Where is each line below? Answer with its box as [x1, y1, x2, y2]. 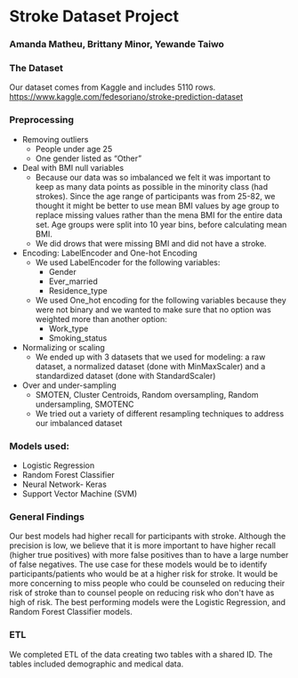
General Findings [9, 510, 85, 522]
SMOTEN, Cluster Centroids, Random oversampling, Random [35, 389, 259, 400]
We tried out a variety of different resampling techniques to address [35, 408, 285, 419]
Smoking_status [48, 332, 108, 343]
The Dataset [9, 62, 64, 75]
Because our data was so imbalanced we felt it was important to [35, 172, 271, 182]
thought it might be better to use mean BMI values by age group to [35, 200, 280, 211]
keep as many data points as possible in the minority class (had [35, 181, 269, 192]
